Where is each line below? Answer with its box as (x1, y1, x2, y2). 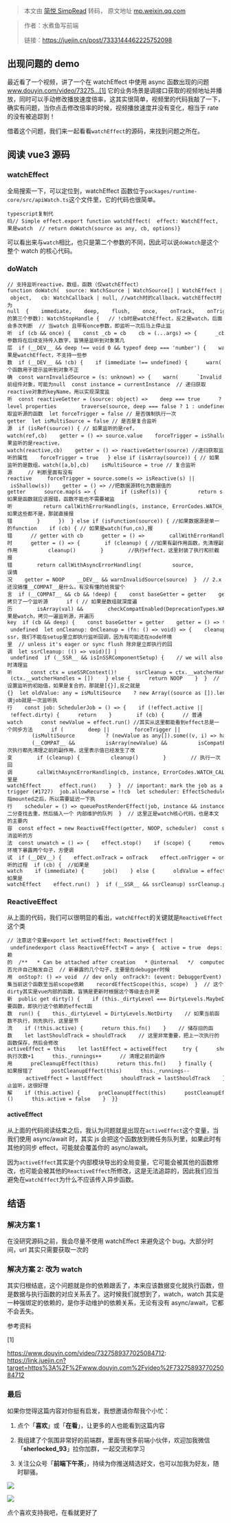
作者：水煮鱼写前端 (23, 21, 79, 30)
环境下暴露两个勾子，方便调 (7, 847, 74, 854)
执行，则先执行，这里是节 (16, 1018, 79, 1025)
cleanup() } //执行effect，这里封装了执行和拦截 (47, 547, 220, 554)
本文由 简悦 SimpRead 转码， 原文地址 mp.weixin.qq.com (23, 7, 186, 14)
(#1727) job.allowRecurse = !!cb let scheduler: (32, 788, 180, 795)
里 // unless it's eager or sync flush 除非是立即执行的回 (7, 641, 173, 647)
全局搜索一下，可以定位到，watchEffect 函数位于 (7, 186, 146, 195)
